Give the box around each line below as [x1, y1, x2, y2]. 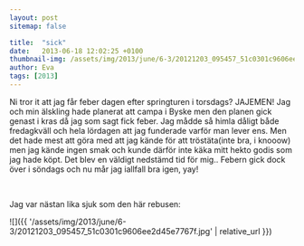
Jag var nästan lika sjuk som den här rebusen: [9, 198, 181, 209]
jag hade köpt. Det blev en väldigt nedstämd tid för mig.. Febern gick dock [9, 154, 286, 165]
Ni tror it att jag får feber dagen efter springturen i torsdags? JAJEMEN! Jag [9, 96, 291, 107]
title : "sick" [9, 38, 67, 47]
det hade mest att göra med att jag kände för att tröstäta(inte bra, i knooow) [9, 135, 291, 146]
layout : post [9, 13, 59, 23]
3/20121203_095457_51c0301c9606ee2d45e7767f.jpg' [9, 225, 213, 236]
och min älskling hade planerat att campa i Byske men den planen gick [9, 106, 272, 117]
